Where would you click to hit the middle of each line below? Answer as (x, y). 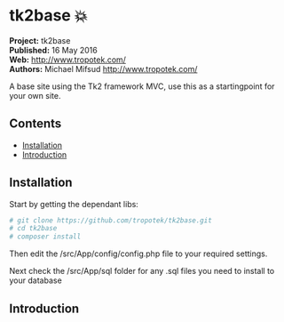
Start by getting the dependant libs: (74, 204)
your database (35, 280)
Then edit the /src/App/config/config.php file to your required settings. (138, 254)
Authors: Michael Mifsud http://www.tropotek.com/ (103, 68)
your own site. (35, 95)
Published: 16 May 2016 (53, 50)
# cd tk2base (33, 229)
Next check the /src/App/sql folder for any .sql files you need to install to (142, 271)
